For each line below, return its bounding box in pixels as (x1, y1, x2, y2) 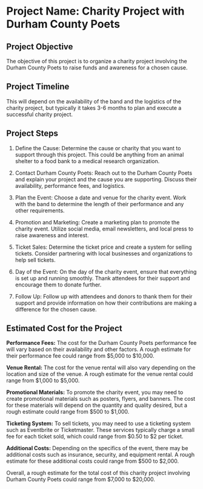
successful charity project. (6, 111, 73, 118)
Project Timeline (6, 81, 70, 92)
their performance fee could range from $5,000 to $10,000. (6, 352, 155, 359)
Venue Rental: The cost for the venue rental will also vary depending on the (6, 364, 196, 372)
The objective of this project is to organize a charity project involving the (6, 58, 187, 64)
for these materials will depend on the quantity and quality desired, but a (6, 401, 188, 409)
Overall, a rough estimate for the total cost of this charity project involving (6, 470, 190, 477)
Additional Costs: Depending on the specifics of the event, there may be (6, 445, 188, 452)
